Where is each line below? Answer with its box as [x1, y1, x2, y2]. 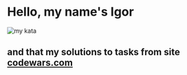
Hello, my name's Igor [7, 4, 134, 20]
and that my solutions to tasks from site [7, 46, 180, 58]
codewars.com [7, 57, 74, 69]
